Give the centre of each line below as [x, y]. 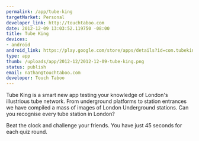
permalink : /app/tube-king [39, 12]
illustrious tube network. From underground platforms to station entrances [97, 101]
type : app [18, 56]
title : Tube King [28, 34]
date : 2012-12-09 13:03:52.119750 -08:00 [58, 28]
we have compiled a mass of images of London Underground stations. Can [97, 108]
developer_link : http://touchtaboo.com [55, 23]
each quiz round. [27, 132]
